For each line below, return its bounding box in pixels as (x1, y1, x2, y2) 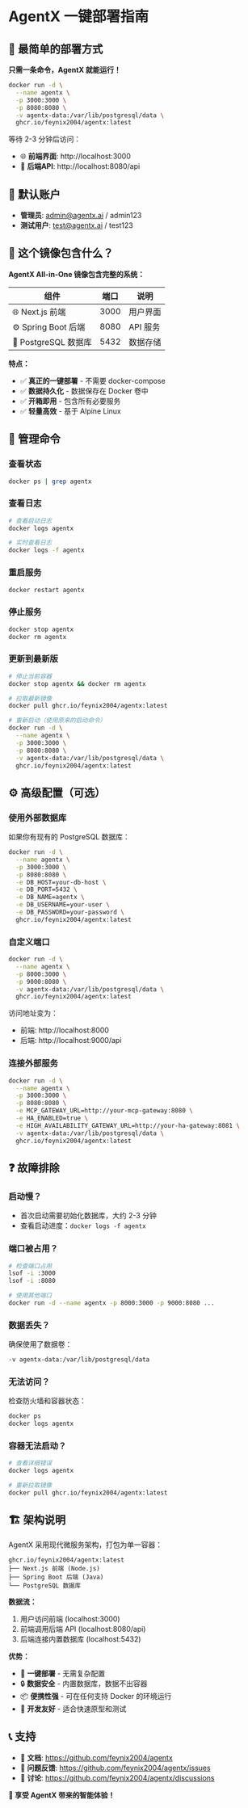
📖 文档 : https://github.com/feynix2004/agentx (19, 1752, 174, 1762)
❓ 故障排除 (8, 1161, 61, 1175)
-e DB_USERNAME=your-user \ (15, 901, 111, 909)
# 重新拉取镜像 (8, 1482, 53, 1490)
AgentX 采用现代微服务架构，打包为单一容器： (8, 1540, 163, 1549)
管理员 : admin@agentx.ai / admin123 (19, 211, 142, 221)
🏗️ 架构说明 (8, 1513, 66, 1527)
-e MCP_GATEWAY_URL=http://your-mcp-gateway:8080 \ (15, 1107, 194, 1115)
